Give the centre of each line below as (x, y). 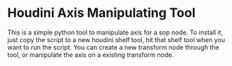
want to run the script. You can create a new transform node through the (114, 47)
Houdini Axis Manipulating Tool (101, 13)
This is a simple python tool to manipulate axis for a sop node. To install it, (115, 32)
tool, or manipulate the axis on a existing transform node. (90, 55)
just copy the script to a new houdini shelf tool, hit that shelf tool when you (116, 39)
